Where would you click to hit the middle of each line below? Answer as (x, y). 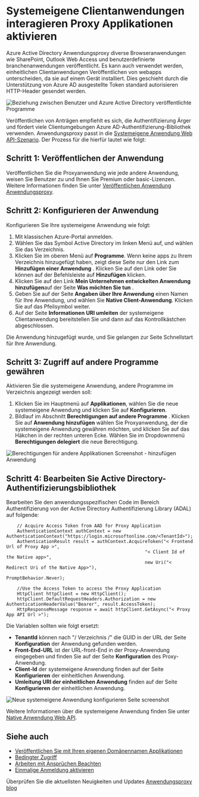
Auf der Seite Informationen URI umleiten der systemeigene (89, 312)
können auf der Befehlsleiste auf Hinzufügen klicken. (80, 275)
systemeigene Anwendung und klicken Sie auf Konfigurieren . (91, 410)
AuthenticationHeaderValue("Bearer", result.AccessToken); (81, 605)
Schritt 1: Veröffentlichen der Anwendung (85, 159)
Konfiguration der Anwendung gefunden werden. (76, 644)
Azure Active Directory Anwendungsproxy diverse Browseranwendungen (96, 53)
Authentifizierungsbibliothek (61, 488)
